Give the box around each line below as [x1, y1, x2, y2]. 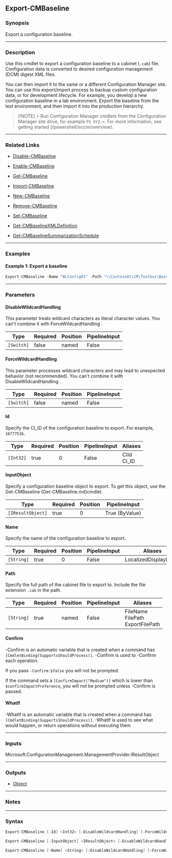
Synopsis [5, 19, 29, 27]
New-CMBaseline [12, 193, 50, 199]
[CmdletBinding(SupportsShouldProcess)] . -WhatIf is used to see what [5, 716, 153, 723]
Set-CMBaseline [12, 213, 48, 219]
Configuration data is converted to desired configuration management [5, 66, 153, 72]
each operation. [5, 657, 39, 664]
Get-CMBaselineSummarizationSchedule [12, 233, 99, 239]
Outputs [5, 769, 27, 776]
